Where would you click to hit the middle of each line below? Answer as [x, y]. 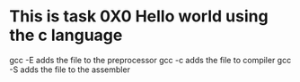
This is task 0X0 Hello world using [139, 16]
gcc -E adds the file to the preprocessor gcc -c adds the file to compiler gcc [150, 60]
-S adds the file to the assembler [70, 70]
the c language [66, 35]
